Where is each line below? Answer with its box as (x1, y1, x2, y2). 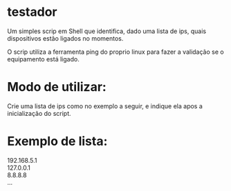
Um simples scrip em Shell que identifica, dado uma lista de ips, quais (7, 27, 206, 35)
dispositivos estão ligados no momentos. (7, 34, 124, 42)
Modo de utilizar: (7, 79, 107, 95)
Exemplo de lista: (7, 134, 108, 149)
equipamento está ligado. (7, 54, 80, 63)
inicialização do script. (7, 109, 71, 117)
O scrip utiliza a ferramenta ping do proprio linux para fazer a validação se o (7, 48, 224, 56)
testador (7, 4, 57, 20)
